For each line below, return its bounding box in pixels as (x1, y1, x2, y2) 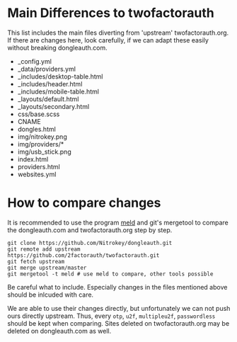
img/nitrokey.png (17, 132, 67, 141)
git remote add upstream (7, 246, 81, 253)
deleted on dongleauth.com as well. (7, 326, 112, 335)
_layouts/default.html (17, 94, 79, 103)
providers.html (17, 162, 60, 171)
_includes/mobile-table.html (17, 87, 99, 96)
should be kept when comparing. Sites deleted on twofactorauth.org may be (7, 319, 230, 327)
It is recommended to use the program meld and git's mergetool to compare (7, 218, 229, 227)
